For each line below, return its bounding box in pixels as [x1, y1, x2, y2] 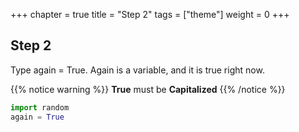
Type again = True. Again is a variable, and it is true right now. [10, 64, 265, 76]
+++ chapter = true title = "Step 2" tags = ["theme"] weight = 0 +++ [10, 9, 290, 20]
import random [10, 102, 70, 113]
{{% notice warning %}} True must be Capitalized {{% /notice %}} [10, 83, 286, 95]
